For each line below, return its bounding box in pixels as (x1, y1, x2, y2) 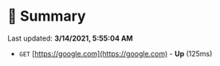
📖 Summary (7, 7, 86, 25)
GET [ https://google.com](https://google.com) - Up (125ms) (18, 49, 213, 58)
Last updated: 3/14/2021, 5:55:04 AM (7, 33, 133, 43)
